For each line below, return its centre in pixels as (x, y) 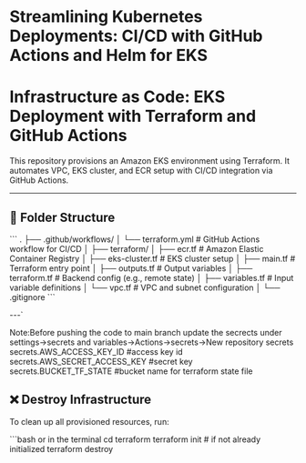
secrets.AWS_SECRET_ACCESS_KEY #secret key (101, 361)
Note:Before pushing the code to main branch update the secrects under (146, 332)
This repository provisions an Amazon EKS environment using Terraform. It (149, 161)
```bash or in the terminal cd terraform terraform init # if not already (135, 439)
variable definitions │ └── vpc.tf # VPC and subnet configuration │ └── (145, 287)
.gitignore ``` (32, 297)
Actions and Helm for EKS (108, 55)
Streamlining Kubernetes (106, 17)
